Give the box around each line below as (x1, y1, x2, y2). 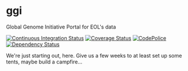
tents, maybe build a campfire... (6, 58, 83, 65)
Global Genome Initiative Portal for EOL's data (6, 23, 116, 30)
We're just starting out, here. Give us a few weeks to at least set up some (6, 52, 183, 59)
